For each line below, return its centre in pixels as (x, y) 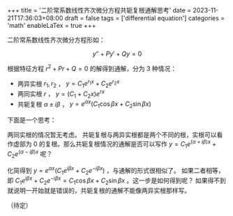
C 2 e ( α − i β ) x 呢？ (30, 154)
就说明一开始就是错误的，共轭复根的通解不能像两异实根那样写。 (99, 190)
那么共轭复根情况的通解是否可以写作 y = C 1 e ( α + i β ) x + (140, 144)
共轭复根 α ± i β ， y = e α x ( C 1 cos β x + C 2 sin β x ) (84, 104)
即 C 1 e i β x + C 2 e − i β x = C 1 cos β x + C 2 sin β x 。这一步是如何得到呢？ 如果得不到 (117, 180)
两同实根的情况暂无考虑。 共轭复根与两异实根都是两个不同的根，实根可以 (112, 135)
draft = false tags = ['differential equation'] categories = (145, 18)
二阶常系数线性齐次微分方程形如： (56, 40)
